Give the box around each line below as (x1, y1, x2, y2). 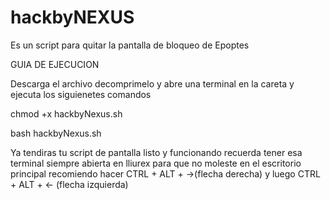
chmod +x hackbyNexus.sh (10, 107, 123, 120)
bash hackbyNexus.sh (10, 127, 102, 139)
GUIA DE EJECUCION (10, 58, 100, 70)
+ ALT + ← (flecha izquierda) (10, 178, 129, 190)
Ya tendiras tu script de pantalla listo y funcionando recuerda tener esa (10, 146, 303, 158)
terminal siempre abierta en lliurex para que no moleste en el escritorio (10, 157, 302, 169)
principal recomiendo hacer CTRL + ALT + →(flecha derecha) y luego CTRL (10, 167, 321, 180)
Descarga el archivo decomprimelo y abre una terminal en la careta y (10, 77, 295, 90)
